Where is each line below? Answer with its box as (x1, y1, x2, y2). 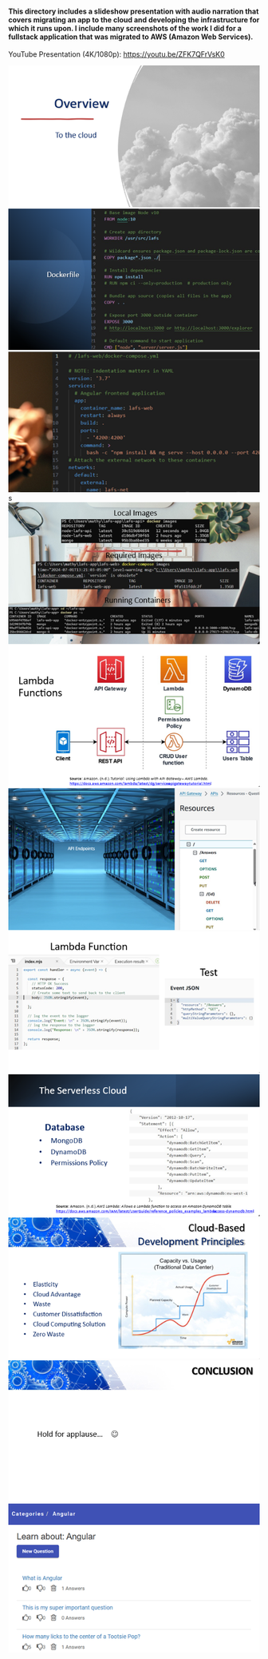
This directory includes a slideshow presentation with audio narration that (8, 6, 259, 16)
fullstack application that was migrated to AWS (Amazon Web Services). (8, 32, 254, 42)
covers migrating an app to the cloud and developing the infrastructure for (8, 14, 260, 24)
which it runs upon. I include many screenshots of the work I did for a (8, 23, 242, 33)
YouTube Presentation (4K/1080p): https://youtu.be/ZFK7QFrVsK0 (8, 50, 225, 59)
